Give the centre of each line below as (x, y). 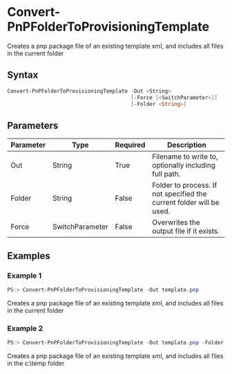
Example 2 (25, 328)
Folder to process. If (184, 186)
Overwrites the (176, 222)
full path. (166, 174)
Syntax (23, 75)
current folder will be (185, 203)
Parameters (33, 125)
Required (130, 145)
